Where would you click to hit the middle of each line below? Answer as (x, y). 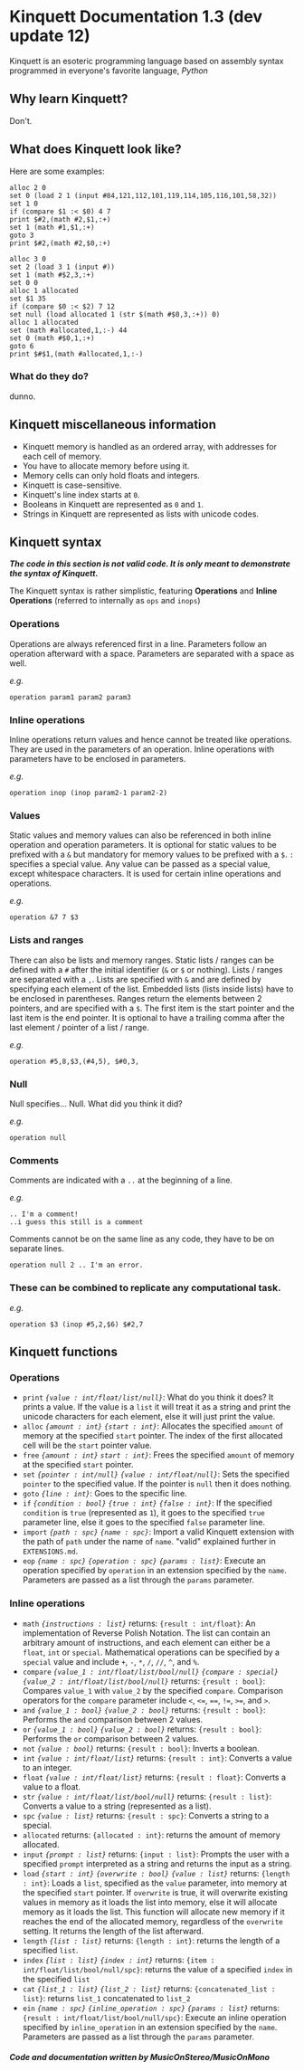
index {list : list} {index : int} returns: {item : (119, 1960)
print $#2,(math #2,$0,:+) (60, 243)
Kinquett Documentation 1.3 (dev (136, 17)
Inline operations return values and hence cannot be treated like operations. (151, 740)
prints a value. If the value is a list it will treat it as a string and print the (157, 1407)
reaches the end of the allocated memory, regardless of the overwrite (152, 1921)
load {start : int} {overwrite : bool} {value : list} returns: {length (156, 1873)
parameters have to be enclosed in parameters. (98, 759)
